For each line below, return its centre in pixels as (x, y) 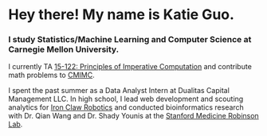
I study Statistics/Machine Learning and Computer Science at (130, 40)
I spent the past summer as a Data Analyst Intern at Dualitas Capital (119, 91)
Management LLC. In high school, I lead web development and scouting (126, 99)
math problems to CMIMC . (51, 75)
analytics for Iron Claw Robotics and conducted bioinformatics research (126, 107)
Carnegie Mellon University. (64, 49)
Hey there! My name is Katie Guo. (122, 15)
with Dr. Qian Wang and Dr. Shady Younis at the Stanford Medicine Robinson (133, 116)
